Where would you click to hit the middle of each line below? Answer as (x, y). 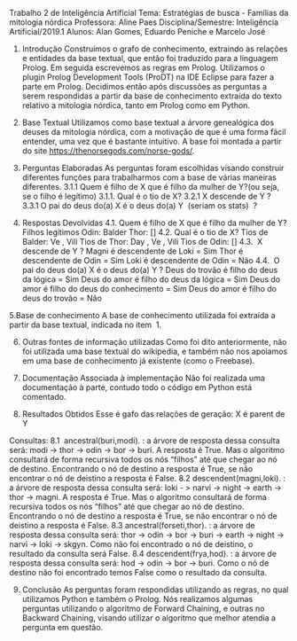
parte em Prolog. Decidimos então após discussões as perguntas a (145, 86)
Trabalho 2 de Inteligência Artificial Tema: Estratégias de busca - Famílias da (149, 13)
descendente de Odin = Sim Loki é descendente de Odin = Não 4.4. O (151, 260)
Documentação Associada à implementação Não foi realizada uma (144, 378)
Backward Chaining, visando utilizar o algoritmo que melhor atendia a (149, 618)
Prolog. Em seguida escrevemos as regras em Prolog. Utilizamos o (144, 67)
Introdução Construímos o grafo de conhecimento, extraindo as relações (155, 49)
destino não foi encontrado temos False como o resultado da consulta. (138, 572)
